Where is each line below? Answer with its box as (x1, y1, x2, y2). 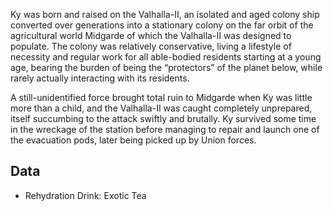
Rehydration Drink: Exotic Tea (24, 189, 147, 201)
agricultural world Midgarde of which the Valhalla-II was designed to (10, 30, 292, 41)
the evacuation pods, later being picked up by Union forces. (10, 134, 257, 146)
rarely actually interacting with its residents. (10, 72, 190, 84)
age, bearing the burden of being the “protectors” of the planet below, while (10, 62, 323, 73)
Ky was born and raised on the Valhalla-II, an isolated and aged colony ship (10, 9, 320, 20)
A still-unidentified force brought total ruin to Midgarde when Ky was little (10, 92, 313, 103)
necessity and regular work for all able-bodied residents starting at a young (10, 51, 322, 63)
